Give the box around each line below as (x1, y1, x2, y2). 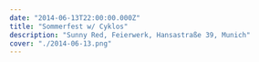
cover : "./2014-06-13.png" (9, 38, 112, 48)
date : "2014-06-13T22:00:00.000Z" (9, 13, 141, 23)
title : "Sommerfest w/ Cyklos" (9, 22, 129, 31)
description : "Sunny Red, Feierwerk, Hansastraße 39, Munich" (9, 30, 251, 39)
